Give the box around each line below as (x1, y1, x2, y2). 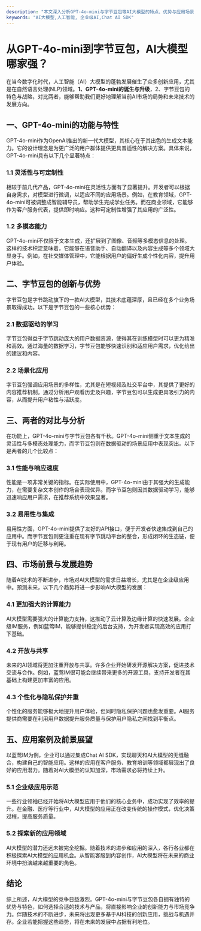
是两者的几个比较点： (6, 447, 59, 455)
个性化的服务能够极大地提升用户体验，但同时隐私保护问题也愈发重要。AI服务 (6, 708, 195, 715)
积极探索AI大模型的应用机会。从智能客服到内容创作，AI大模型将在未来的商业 (6, 851, 194, 859)
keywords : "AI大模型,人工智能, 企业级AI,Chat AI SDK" (6, 14, 134, 20)
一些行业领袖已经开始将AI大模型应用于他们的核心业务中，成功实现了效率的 (6, 798, 190, 805)
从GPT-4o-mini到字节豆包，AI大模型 (6, 42, 188, 56)
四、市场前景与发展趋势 (6, 559, 93, 569)
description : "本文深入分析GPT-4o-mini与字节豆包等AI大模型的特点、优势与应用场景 (6, 8, 194, 15)
